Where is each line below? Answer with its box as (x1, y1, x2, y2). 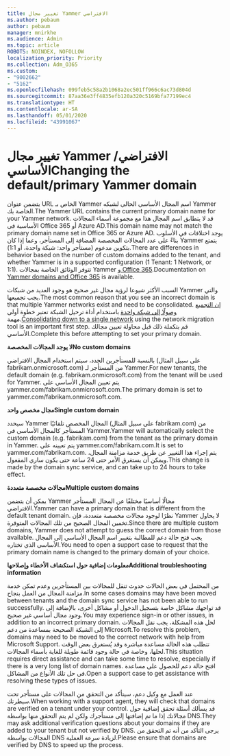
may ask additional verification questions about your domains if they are (7, 719, 211, 727)
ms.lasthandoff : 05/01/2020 (7, 112, 88, 119)
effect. (7, 471, 26, 479)
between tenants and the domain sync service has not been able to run (7, 596, 208, 604)
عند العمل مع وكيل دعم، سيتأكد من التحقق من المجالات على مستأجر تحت (7, 690, 194, 698)
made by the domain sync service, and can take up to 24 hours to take (7, 463, 207, 471)
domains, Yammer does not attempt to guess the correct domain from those (7, 526, 221, 534)
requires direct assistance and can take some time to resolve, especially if (7, 654, 216, 663)
